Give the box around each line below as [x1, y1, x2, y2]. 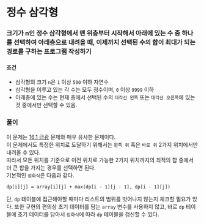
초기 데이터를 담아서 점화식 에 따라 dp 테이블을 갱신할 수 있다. [17, 211, 159, 218]
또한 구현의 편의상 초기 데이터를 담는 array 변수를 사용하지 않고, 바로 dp [14, 203, 185, 210]
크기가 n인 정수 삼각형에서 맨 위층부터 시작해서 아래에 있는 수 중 [6, 29, 181, 37]
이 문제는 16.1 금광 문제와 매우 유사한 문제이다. [6, 133, 116, 141]
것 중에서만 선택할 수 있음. [15, 102, 78, 109]
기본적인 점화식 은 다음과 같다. [6, 171, 75, 179]
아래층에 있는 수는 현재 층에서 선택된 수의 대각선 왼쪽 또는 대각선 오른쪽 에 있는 [15, 94, 195, 101]
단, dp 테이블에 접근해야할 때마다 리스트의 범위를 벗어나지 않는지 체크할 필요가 [6, 195, 191, 203]
